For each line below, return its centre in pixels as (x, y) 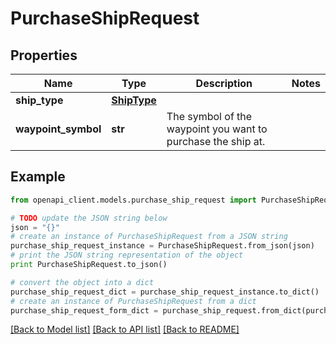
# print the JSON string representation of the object (127, 255)
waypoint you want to (217, 129)
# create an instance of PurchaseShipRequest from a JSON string (149, 237)
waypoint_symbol (58, 129)
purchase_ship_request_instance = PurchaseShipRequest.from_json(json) (162, 246)
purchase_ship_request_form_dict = (84, 310)
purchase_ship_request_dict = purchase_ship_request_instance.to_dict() (165, 292)
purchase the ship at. (216, 141)
